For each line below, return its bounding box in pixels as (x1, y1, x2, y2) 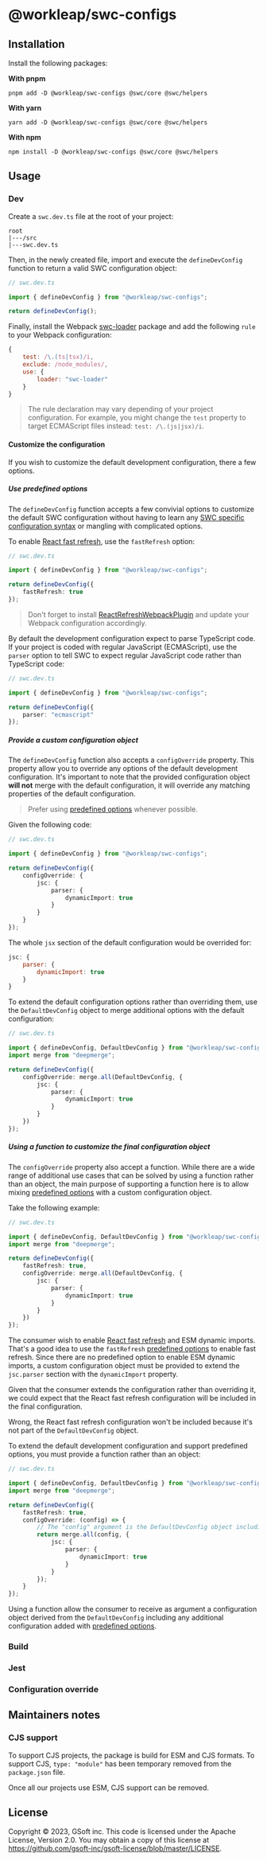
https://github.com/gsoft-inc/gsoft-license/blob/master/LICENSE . (8, 1843, 222, 1853)
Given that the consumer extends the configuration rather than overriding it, (8, 1385, 257, 1394)
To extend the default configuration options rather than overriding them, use (8, 997, 258, 1007)
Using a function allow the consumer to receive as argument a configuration (8, 1605, 257, 1614)
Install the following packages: (8, 58, 108, 68)
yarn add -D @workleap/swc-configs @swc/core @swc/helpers (8, 119, 208, 127)
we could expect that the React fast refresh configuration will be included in (8, 1394, 257, 1403)
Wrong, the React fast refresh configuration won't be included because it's (8, 1417, 253, 1427)
